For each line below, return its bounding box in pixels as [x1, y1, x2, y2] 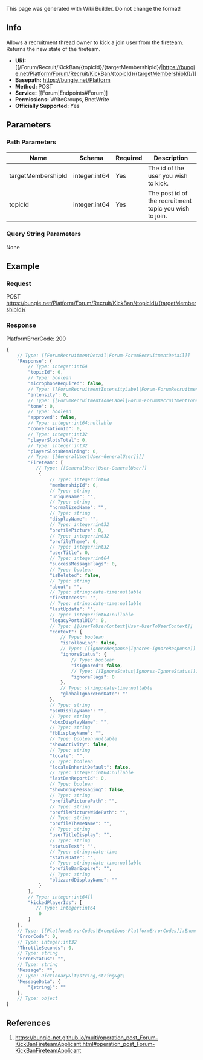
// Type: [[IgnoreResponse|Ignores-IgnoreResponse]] [60, 646, 196, 652]
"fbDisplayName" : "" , [49, 731, 104, 737]
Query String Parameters [6, 230, 82, 238]
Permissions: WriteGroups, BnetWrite [14, 95, 110, 103]
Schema [79, 154, 104, 162]
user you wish [147, 171, 188, 180]
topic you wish [147, 204, 190, 212]
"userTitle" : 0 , [49, 550, 91, 556]
